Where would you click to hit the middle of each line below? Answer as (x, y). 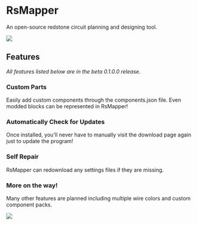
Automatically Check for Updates (56, 121)
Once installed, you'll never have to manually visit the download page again (99, 135)
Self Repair (22, 157)
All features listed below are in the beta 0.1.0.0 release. (73, 71)
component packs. (29, 205)
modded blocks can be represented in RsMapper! (67, 107)
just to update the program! (40, 141)
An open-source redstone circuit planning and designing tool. (82, 27)
